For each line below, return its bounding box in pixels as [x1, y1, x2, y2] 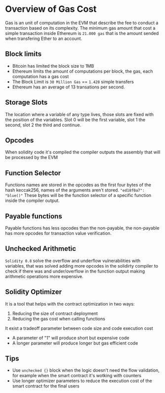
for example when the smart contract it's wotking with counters [12, 373, 142, 379]
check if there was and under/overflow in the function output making [5, 268, 145, 274]
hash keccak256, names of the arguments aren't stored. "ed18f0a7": [5, 187, 145, 193]
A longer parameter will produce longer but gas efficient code [12, 340, 138, 346]
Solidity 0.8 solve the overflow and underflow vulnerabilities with [5, 258, 141, 264]
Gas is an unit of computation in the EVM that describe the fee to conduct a [5, 20, 159, 26]
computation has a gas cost [12, 73, 69, 79]
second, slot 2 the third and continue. [5, 122, 82, 128]
